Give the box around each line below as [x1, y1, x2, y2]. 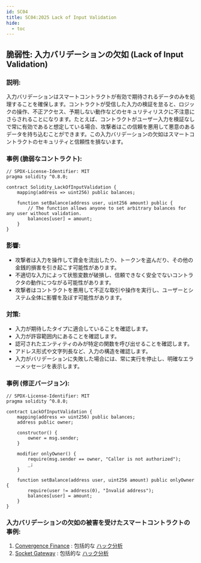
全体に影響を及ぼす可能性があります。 [31, 294, 125, 301]
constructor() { [17, 430, 58, 436]
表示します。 [51, 362, 83, 370]
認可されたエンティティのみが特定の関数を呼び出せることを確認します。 [14, 340, 193, 347]
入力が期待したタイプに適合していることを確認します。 [14, 325, 151, 332]
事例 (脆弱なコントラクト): [6, 154, 82, 163]
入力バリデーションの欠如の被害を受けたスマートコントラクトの [6, 519, 190, 527]
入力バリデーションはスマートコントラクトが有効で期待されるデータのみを [6, 93, 190, 100]
